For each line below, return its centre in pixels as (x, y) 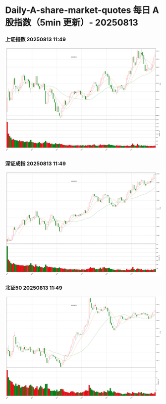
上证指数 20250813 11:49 (35, 39)
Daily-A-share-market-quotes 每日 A (82, 10)
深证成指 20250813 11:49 (35, 163)
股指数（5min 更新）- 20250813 (72, 23)
